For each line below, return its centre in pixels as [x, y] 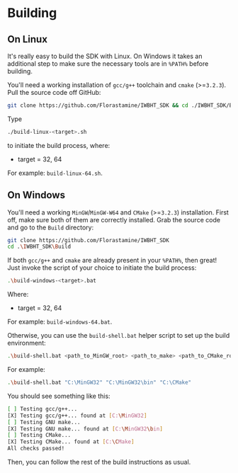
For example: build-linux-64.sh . [55, 173]
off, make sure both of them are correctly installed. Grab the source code [114, 220]
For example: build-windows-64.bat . [60, 322]
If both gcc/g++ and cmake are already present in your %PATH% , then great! [112, 261]
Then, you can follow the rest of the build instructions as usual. [99, 462]
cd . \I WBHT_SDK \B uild [39, 247]
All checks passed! [36, 449]
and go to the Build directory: [51, 227]
